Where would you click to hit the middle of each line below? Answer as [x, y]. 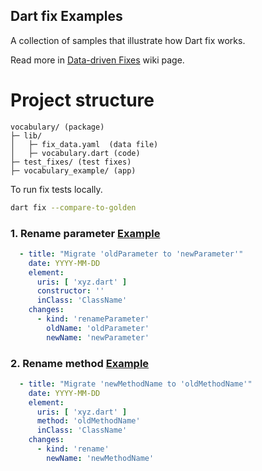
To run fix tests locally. [56, 189]
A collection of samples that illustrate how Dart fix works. [128, 40]
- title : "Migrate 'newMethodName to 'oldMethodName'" [136, 384]
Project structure [82, 100]
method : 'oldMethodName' [88, 421]
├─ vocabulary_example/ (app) [73, 170]
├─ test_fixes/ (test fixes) [71, 162]
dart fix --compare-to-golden [73, 207]
